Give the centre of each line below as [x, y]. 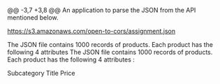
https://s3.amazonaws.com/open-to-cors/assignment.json [91, 31]
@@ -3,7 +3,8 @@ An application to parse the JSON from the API [102, 10]
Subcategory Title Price [41, 73]
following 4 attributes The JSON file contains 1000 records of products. [110, 52]
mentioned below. [33, 17]
